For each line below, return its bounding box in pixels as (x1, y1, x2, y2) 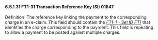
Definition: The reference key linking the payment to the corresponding (5, 14, 147, 20)
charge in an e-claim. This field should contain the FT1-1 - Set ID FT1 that (5, 20, 150, 25)
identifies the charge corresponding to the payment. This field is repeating (5, 24, 154, 30)
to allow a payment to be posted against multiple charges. (5, 30, 121, 35)
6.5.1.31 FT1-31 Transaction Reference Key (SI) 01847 (5, 4, 114, 10)
